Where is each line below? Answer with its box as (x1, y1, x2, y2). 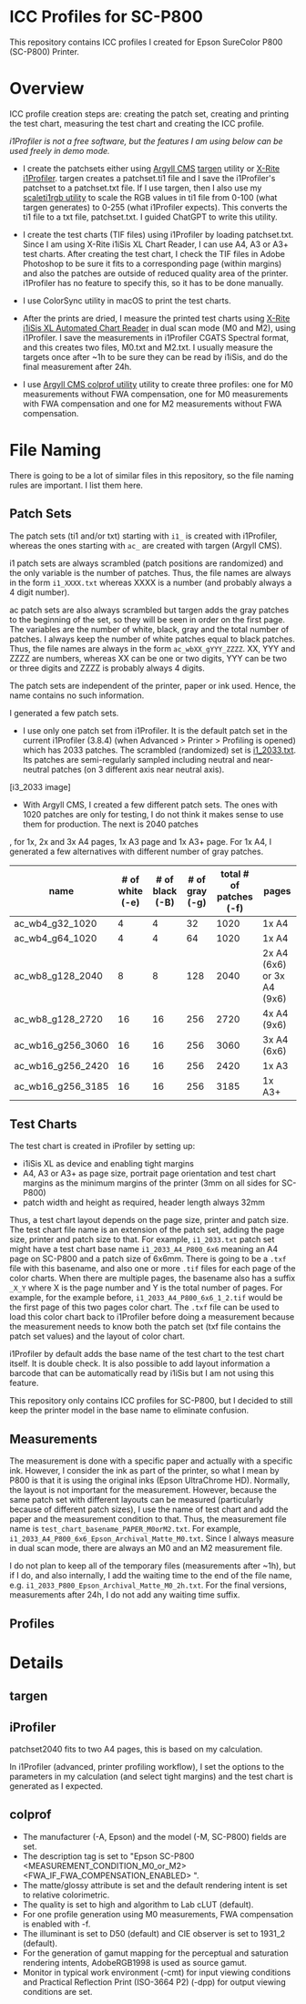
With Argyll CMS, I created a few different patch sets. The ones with (22, 799, 278, 810)
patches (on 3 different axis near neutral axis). (51, 764, 225, 775)
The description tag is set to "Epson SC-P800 (22, 1850, 195, 1861)
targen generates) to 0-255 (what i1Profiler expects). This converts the (22, 201, 288, 212)
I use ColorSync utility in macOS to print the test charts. (22, 294, 231, 306)
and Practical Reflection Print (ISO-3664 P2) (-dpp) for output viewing (22, 1976, 286, 1988)
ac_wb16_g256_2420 (14, 1059, 109, 1072)
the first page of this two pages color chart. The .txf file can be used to (9, 1301, 280, 1313)
